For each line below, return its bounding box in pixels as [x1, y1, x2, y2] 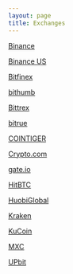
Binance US [8, 57, 47, 66]
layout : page [8, 11, 52, 20]
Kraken [8, 210, 32, 220]
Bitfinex [8, 72, 33, 81]
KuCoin [8, 226, 33, 236]
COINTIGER [8, 133, 46, 143]
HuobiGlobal [8, 195, 49, 205]
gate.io [8, 164, 31, 174]
